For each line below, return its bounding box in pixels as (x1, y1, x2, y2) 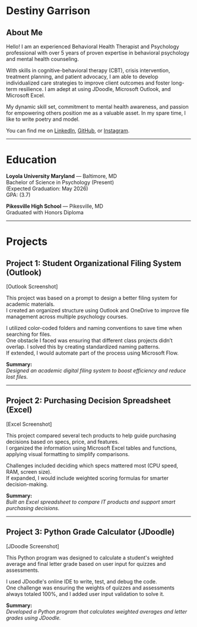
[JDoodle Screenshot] (6, 542, 60, 550)
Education (6, 153, 57, 167)
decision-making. (6, 480, 49, 488)
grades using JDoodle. (6, 614, 61, 621)
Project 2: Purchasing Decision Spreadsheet (6, 396, 171, 406)
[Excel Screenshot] (6, 420, 52, 427)
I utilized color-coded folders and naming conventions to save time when (6, 324, 182, 331)
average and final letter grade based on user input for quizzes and (6, 560, 166, 567)
